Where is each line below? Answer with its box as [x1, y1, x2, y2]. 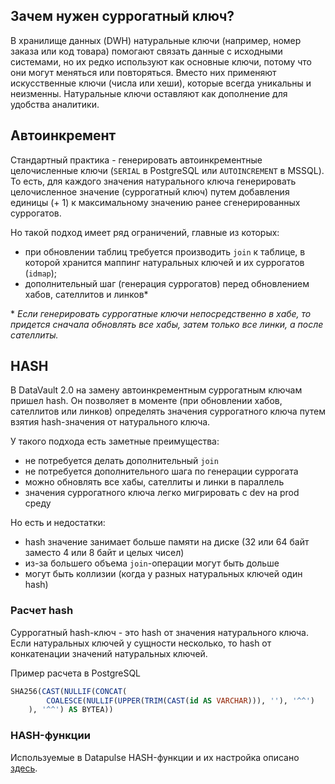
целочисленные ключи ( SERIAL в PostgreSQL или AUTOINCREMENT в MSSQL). [10, 164, 325, 176]
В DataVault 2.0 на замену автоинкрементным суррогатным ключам [10, 384, 303, 396]
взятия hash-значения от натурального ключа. [10, 416, 211, 428]
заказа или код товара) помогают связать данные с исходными [10, 45, 283, 57]
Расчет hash [10, 604, 74, 618]
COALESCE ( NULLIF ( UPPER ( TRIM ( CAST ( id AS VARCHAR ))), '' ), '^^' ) [46, 695, 315, 706]
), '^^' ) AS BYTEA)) [28, 705, 114, 715]
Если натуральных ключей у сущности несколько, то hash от [10, 637, 272, 649]
